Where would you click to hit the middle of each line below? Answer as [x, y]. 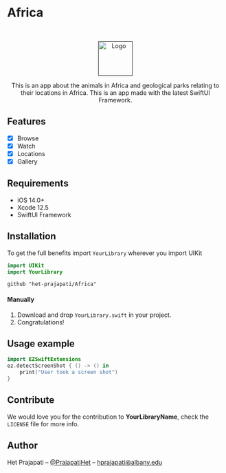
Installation [32, 236]
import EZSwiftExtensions [44, 360]
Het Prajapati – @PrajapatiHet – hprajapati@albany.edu [85, 462]
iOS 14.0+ [31, 200]
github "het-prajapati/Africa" [52, 284]
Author [22, 446]
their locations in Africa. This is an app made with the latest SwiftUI [115, 92]
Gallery [27, 161]
